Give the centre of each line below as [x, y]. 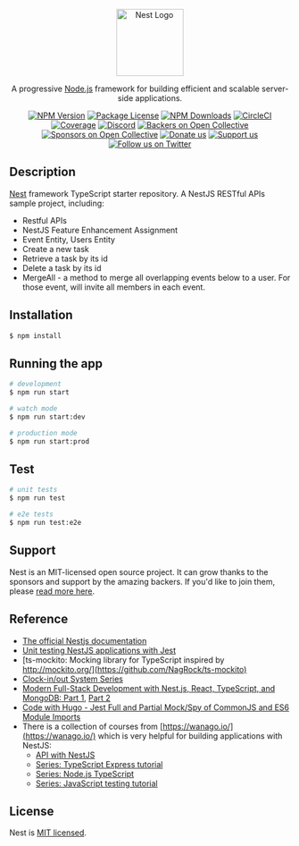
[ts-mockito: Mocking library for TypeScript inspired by [123, 660]
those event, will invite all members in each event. [113, 287]
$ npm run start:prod [50, 441]
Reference [39, 619]
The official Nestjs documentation [84, 640]
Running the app [56, 364]
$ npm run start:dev [48, 417]
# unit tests [33, 490]
